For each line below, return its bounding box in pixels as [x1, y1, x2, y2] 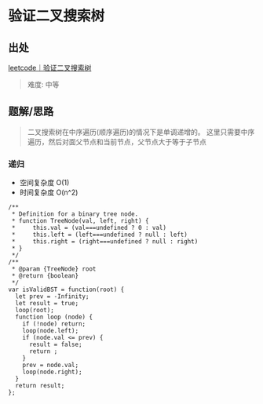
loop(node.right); [22, 368, 82, 377]
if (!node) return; [22, 320, 86, 328]
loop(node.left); [22, 327, 79, 335]
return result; [15, 382, 65, 390]
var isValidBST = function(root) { [8, 286, 125, 294]
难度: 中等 [27, 80, 60, 89]
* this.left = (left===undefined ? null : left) [11, 231, 188, 239]
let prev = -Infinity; [15, 293, 89, 300]
